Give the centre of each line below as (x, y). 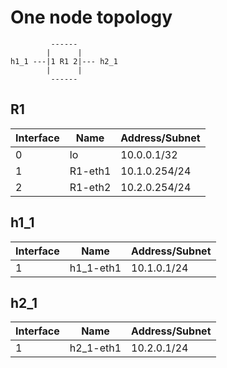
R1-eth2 (90, 187)
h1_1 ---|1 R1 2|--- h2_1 (64, 61)
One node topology (91, 17)
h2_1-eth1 (95, 348)
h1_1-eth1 (95, 268)
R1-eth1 (90, 171)
